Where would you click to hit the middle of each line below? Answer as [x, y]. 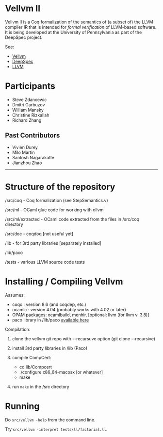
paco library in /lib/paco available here [50, 320]
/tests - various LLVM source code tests [45, 262]
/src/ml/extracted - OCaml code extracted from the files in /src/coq [72, 219]
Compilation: [18, 329]
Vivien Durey [25, 147]
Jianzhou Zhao [27, 163]
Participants [30, 86]
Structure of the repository [60, 187]
